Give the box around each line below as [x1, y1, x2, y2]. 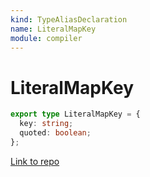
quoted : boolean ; [19, 128, 92, 138]
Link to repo [10, 155, 60, 167]
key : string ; [19, 119, 74, 129]
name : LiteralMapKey [10, 24, 97, 34]
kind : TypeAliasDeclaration [10, 14, 128, 25]
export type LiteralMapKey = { [10, 109, 141, 120]
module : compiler [10, 33, 83, 43]
